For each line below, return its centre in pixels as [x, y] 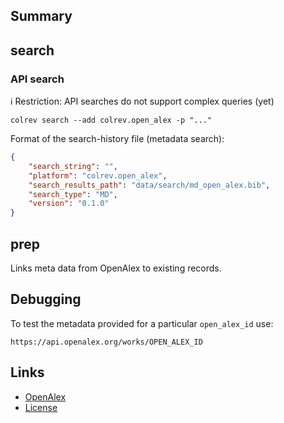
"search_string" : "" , [73, 166]
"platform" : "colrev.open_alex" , [98, 175]
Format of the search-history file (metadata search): [117, 139]
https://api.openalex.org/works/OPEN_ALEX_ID [106, 342]
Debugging [46, 299]
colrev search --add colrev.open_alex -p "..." [111, 120]
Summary [41, 16]
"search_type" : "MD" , [73, 194]
